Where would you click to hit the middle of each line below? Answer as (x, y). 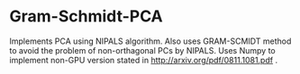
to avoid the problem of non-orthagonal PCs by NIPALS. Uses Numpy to (143, 50)
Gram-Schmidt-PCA (86, 16)
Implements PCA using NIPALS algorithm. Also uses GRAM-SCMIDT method (150, 41)
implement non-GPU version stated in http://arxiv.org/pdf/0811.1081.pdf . (143, 60)
